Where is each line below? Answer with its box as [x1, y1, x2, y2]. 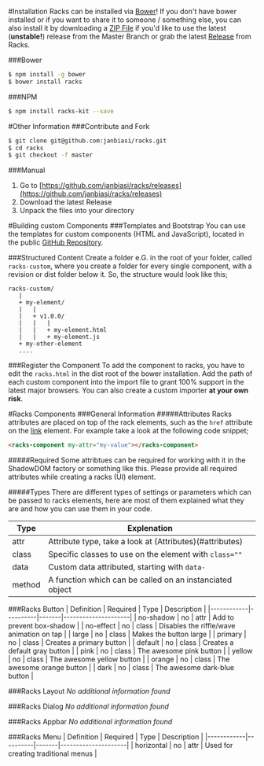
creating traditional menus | [8, 749, 97, 758]
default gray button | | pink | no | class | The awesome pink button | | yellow [8, 646, 253, 656]
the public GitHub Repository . [8, 238, 104, 247]
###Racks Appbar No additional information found [8, 717, 173, 727]
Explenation [126, 523, 173, 534]
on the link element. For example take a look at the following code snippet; [8, 426, 249, 436]
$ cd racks [8, 144, 44, 152]
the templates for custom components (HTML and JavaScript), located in [8, 230, 245, 239]
